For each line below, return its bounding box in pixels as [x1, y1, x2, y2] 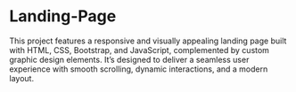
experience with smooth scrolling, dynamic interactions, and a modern [9, 64, 268, 74]
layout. [9, 73, 34, 83]
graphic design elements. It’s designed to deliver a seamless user [9, 54, 250, 65]
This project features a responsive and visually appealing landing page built [9, 35, 287, 46]
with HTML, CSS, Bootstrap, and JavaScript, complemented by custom [9, 44, 270, 55]
